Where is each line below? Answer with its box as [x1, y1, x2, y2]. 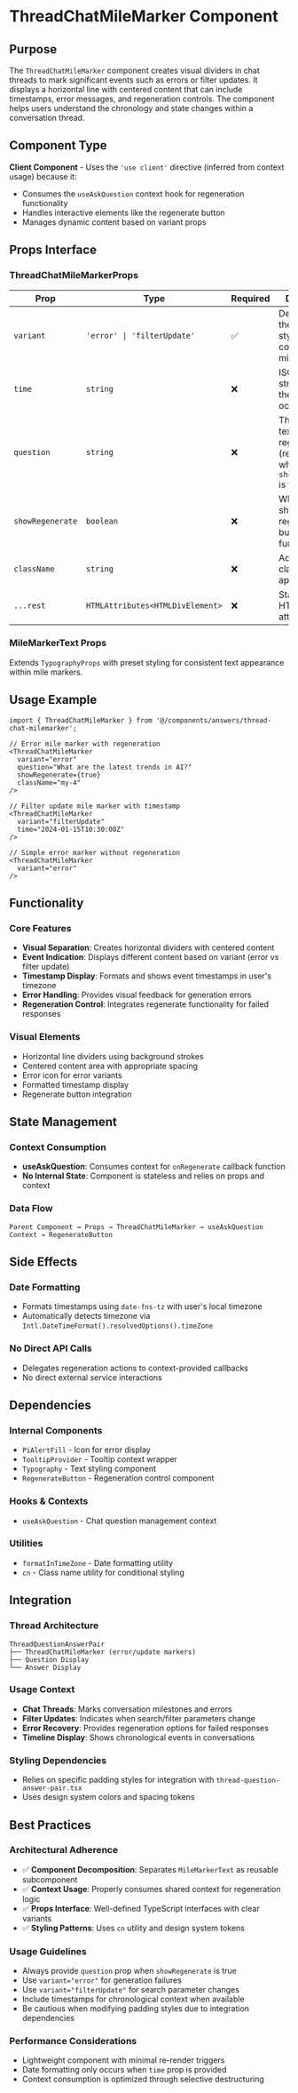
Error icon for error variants [21, 1069, 122, 1081]
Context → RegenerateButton [9, 1230, 114, 1239]
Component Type [9, 138, 108, 153]
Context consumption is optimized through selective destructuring [21, 2073, 264, 2085]
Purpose [9, 42, 58, 57]
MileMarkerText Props [9, 637, 107, 650]
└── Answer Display [9, 1663, 82, 1672]
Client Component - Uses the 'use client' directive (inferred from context [9, 162, 285, 172]
